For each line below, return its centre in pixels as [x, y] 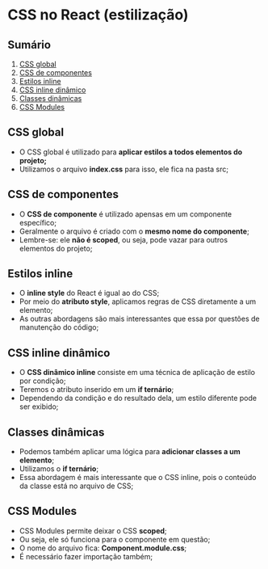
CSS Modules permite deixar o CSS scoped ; [93, 530]
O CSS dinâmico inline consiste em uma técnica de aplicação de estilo [137, 373]
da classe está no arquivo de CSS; [76, 486]
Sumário [29, 45]
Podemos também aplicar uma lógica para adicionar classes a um [130, 452]
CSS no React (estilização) [98, 15]
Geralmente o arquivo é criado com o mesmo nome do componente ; [134, 231]
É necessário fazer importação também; [86, 556]
